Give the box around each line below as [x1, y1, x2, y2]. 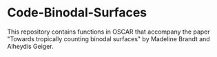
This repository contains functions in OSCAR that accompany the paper [7, 27, 210, 36]
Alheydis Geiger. [7, 42, 54, 50]
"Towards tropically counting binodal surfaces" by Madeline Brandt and [7, 34, 210, 43]
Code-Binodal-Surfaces [7, 5, 147, 21]
